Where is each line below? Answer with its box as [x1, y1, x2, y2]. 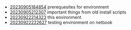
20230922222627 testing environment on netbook [9, 19, 113, 25]
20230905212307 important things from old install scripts [9, 9, 127, 15]
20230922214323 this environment [9, 15, 82, 20]
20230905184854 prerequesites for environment [9, 4, 109, 10]
